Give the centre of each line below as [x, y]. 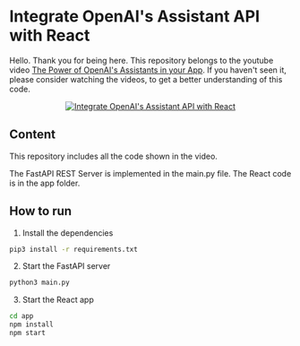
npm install [31, 324]
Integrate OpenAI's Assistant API [134, 17]
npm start [28, 333]
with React [50, 35]
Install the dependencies [68, 233]
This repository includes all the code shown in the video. [113, 156]
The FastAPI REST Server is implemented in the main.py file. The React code [150, 173]
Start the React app [58, 300]
